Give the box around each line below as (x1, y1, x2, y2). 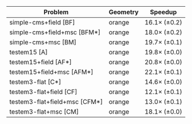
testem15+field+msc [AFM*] (9, 68, 94, 76)
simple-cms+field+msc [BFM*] (9, 28, 101, 36)
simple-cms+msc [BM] (9, 38, 77, 46)
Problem (43, 8, 69, 16)
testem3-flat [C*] (9, 78, 61, 86)
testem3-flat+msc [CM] (9, 108, 79, 115)
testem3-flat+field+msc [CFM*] (9, 98, 103, 106)
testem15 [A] (9, 48, 48, 56)
